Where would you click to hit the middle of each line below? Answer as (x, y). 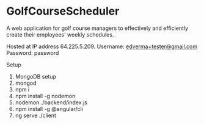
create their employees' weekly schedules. (60, 34)
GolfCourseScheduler (63, 11)
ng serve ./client (36, 115)
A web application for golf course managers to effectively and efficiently (97, 28)
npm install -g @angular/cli (49, 109)
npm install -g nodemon (45, 96)
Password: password (33, 52)
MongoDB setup (36, 76)
